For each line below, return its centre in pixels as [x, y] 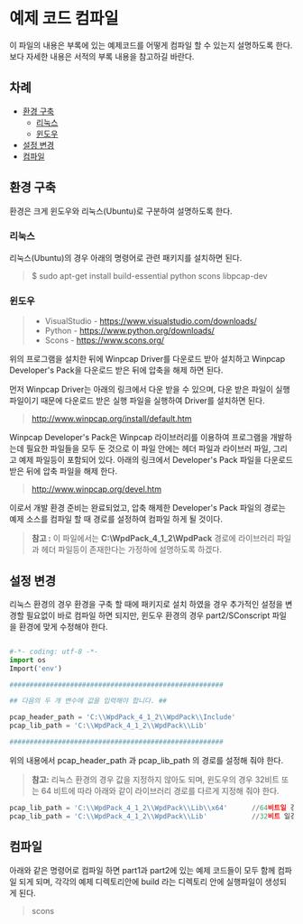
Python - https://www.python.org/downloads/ [129, 331]
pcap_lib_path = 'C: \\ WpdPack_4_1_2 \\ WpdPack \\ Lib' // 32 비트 [145, 816]
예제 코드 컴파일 [64, 18]
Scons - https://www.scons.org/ [105, 340]
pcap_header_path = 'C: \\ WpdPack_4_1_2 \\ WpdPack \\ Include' [123, 717]
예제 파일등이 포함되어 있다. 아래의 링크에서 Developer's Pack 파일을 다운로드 [156, 460]
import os [28, 660]
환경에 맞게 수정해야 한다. [63, 626]
